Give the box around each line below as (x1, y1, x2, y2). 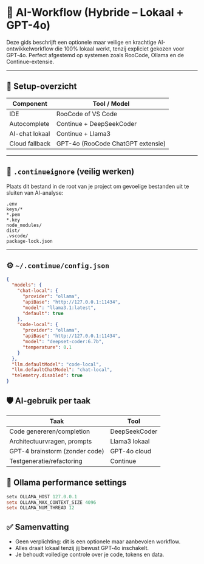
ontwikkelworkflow (6, 45, 53, 52)
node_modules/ (6, 222, 42, 228)
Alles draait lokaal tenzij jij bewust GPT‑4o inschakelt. (15, 545, 149, 552)
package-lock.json (6, 238, 53, 244)
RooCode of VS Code (56, 110, 117, 118)
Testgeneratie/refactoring (9, 456, 83, 465)
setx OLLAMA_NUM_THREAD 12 (6, 505, 75, 511)
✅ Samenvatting (6, 521, 69, 532)
